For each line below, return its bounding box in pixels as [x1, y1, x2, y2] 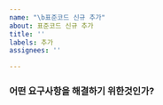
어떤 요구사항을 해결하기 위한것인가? [9, 85, 155, 98]
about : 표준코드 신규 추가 [9, 21, 94, 30]
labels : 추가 [9, 37, 54, 47]
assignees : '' [9, 46, 62, 55]
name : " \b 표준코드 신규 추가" [9, 12, 106, 22]
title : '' [9, 29, 46, 38]
